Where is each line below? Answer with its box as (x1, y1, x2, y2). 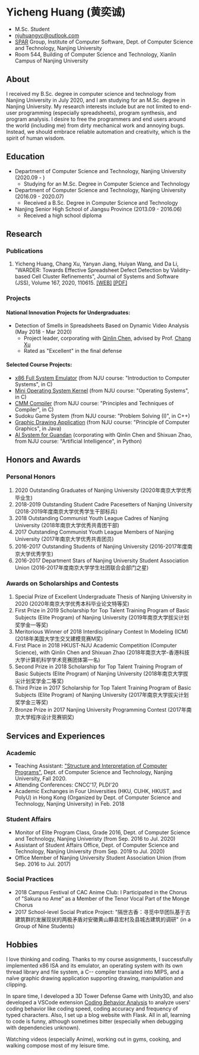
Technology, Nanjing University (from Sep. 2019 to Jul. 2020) (14, 847, 165, 854)
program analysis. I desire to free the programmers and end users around (6, 115, 186, 123)
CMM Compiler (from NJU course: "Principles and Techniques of (14, 399, 174, 406)
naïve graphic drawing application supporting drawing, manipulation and (6, 974, 184, 982)
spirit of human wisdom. (6, 134, 65, 142)
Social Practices (6, 875, 54, 884)
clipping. (6, 981, 28, 988)
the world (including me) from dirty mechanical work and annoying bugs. (6, 121, 185, 129)
